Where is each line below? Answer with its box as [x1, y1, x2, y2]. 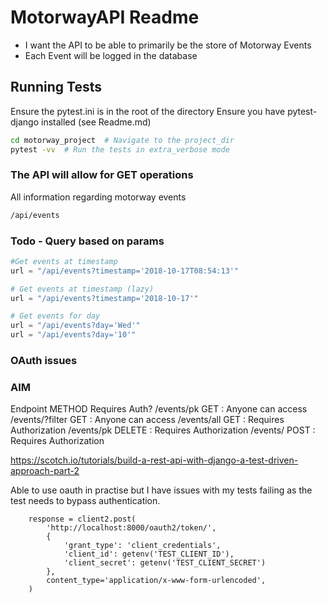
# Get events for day [10, 311, 101, 321]
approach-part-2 [10, 465, 80, 477]
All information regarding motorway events [10, 191, 187, 203]
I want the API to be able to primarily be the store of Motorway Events [24, 39, 312, 51]
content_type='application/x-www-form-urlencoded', [46, 576, 267, 586]
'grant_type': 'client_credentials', [63, 541, 222, 551]
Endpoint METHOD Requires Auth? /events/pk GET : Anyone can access [10, 403, 308, 415]
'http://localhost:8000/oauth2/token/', [46, 523, 217, 533]
